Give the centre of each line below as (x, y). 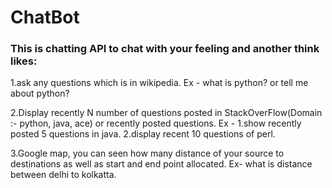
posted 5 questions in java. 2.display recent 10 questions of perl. (143, 134)
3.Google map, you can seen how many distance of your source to (147, 153)
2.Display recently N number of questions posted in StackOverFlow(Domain (166, 113)
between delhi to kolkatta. (63, 175)
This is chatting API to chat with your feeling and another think (165, 49)
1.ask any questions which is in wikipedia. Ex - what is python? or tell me (159, 83)
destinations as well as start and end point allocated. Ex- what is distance (161, 164)
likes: (24, 61)
